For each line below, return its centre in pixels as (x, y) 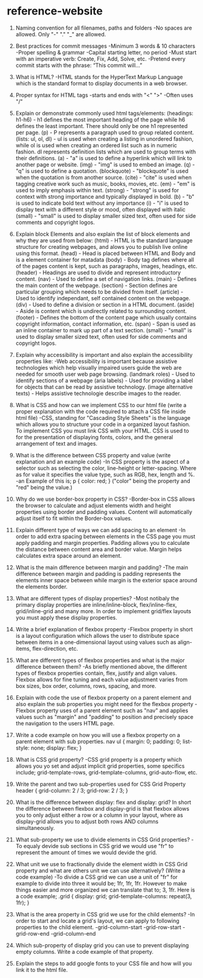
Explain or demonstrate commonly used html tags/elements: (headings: (105, 113)
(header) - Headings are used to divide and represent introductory (98, 272)
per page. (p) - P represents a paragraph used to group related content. (105, 132)
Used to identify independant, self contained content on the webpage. (103, 298)
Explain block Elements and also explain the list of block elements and (103, 234)
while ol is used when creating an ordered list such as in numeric (96, 145)
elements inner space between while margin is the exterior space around (106, 580)
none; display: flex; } (56, 748)
